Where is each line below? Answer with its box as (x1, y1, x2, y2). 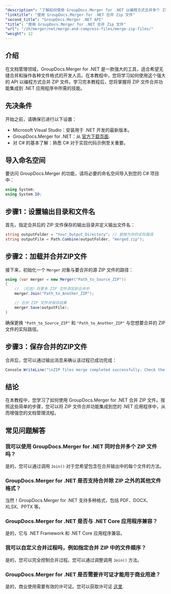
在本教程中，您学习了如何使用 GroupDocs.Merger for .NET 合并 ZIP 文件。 (5, 397, 161, 403)
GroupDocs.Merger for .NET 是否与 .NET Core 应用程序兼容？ (5, 518, 158, 525)
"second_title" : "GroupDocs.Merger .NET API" (5, 17, 103, 22)
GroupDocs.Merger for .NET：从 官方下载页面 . (12, 133, 110, 139)
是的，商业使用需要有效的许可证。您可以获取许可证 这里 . (5, 583, 124, 590)
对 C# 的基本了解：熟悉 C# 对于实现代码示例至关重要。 (12, 139, 128, 146)
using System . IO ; (5, 192, 42, 197)
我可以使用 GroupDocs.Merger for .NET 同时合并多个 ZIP (5, 443, 146, 450)
